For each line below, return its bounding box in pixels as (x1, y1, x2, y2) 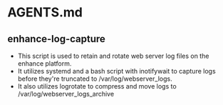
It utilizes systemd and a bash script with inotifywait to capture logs (17, 67, 216, 75)
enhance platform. (17, 59, 72, 68)
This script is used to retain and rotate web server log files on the (17, 51, 209, 60)
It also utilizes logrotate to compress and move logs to (17, 82, 177, 90)
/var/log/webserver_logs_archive (17, 90, 115, 98)
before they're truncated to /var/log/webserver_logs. (17, 74, 172, 83)
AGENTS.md (7, 4, 83, 21)
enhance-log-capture (7, 33, 105, 45)
